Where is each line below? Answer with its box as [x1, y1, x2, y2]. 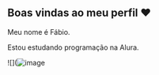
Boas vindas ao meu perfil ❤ [7, 6, 152, 20]
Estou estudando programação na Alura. [7, 43, 139, 52]
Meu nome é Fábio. [7, 27, 70, 36]
